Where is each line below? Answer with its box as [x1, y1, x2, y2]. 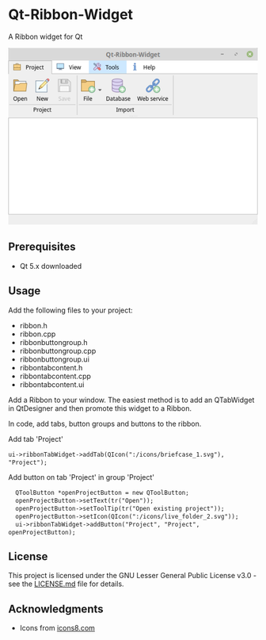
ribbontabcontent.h [19, 362, 83, 372]
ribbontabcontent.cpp [19, 371, 91, 381]
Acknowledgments [8, 602, 104, 615]
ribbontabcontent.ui [19, 379, 85, 389]
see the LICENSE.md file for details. [8, 579, 124, 588]
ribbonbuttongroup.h [19, 337, 89, 347]
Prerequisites [8, 240, 76, 254]
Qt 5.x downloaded [19, 261, 82, 270]
